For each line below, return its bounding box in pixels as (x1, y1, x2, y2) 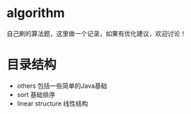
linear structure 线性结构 (16, 99, 88, 108)
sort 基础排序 (16, 90, 56, 98)
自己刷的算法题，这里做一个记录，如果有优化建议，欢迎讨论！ (6, 29, 187, 38)
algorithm (6, 5, 65, 21)
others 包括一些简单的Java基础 (16, 81, 108, 90)
